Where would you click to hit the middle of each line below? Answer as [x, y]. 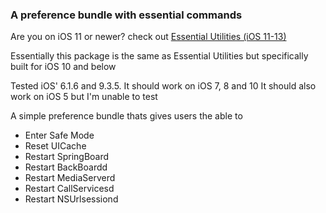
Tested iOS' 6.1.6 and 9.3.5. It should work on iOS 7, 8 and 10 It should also [163, 86]
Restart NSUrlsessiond [71, 199]
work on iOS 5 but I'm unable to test [84, 97]
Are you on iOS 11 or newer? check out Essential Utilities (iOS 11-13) [148, 37]
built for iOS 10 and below [63, 67]
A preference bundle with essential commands [126, 15]
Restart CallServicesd [69, 189]
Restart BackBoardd [66, 167]
